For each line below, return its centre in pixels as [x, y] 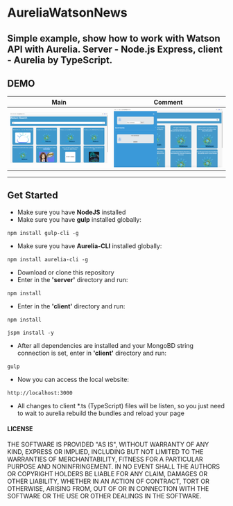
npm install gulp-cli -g [43, 233]
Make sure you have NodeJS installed [71, 212]
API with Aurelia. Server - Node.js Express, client [115, 49]
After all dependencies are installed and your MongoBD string [105, 345]
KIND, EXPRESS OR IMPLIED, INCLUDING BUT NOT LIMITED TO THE [105, 451]
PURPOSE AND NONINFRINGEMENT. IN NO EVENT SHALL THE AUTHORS [114, 466]
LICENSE [20, 429]
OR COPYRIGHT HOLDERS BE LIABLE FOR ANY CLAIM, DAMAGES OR [107, 473]
